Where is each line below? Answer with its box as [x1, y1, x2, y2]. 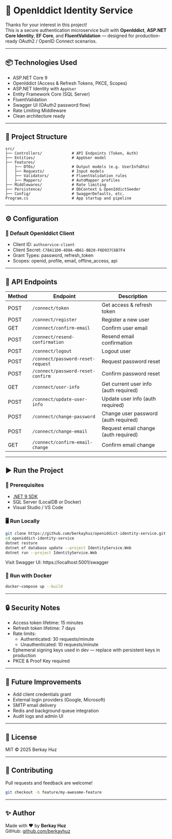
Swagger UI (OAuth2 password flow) [12, 102, 91, 108]
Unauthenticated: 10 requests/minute [20, 642, 99, 648]
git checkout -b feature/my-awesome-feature [5, 790, 102, 795]
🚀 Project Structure [5, 133, 68, 141]
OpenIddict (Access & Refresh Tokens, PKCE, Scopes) [12, 80, 127, 86]
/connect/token [32, 305, 69, 311]
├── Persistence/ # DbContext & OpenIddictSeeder [5, 187, 141, 192]
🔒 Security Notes [5, 603, 60, 612]
